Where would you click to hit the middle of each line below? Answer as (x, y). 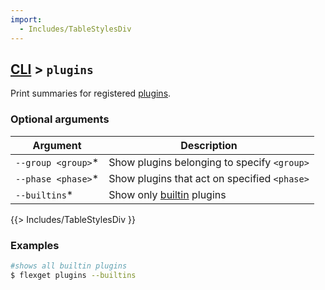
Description (209, 145)
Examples (35, 245)
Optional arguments (60, 119)
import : (26, 19)
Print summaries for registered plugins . (91, 93)
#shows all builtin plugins (69, 266)
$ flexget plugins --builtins (73, 275)
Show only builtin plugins (167, 194)
